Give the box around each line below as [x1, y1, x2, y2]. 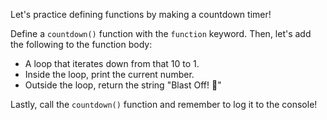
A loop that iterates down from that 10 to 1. [24, 58, 200, 69]
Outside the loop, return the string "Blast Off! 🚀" [24, 79, 222, 91]
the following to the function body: [10, 39, 153, 50]
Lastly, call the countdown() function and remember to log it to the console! [10, 99, 318, 110]
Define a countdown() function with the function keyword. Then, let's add [10, 28, 312, 39]
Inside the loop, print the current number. [24, 69, 195, 80]
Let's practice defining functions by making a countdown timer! [10, 9, 272, 20]
